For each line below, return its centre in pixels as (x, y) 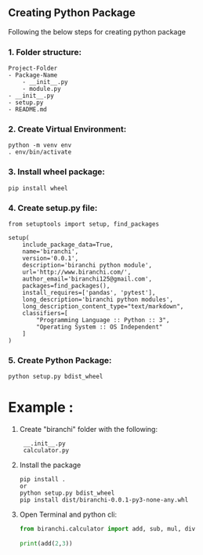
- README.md (27, 110)
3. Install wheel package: (57, 172)
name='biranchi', (51, 252)
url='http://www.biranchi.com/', (77, 272)
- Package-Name (33, 75)
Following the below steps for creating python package (97, 31)
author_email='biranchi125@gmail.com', (87, 279)
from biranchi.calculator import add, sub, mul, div (107, 529)
